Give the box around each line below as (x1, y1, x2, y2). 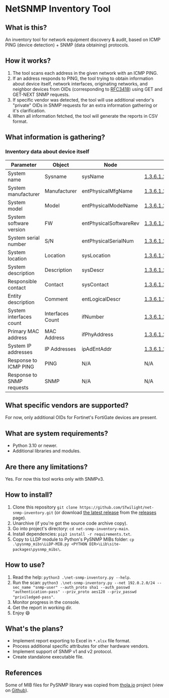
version (8, 226, 26, 233)
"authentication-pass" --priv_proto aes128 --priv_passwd (12, 589, 137, 594)
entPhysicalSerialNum (81, 237, 134, 244)
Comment (44, 295, 68, 302)
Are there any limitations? (5, 462, 88, 471)
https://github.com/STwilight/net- (79, 505, 154, 510)
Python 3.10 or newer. (12, 443, 58, 449)
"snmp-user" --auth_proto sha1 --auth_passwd (33, 585, 130, 590)
